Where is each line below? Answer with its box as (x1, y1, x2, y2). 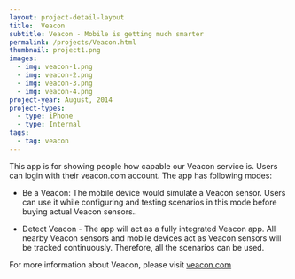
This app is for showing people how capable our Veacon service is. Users (9, 160, 278, 171)
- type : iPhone (17, 112, 74, 120)
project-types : (9, 104, 66, 112)
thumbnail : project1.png (9, 46, 101, 55)
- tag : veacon (17, 136, 69, 145)
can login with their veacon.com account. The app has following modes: (9, 170, 273, 181)
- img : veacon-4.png (17, 87, 93, 96)
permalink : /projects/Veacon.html (9, 37, 137, 47)
